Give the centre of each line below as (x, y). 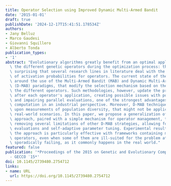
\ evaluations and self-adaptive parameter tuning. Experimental (81, 128)
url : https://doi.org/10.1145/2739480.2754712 (60, 176)
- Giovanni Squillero (28, 43)
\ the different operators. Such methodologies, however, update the (85, 90)
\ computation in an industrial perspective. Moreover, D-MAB (77, 105)
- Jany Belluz (20, 34)
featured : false (22, 148)
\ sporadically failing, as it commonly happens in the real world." (85, 143)
